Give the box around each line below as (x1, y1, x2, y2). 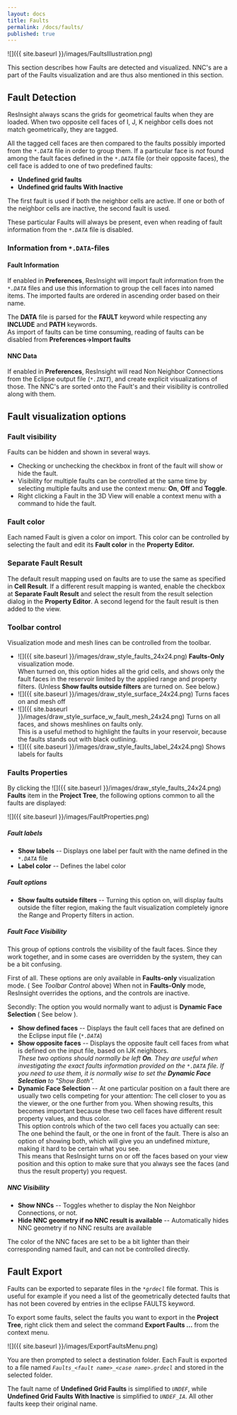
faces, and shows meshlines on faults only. (17, 720, 144, 728)
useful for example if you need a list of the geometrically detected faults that (7, 1292, 231, 1300)
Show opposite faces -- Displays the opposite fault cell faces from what (17, 1039, 229, 1048)
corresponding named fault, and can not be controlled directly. (7, 1245, 190, 1253)
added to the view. (7, 604, 62, 613)
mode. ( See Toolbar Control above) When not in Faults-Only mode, (7, 981, 207, 990)
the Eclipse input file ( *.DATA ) (17, 1031, 103, 1040)
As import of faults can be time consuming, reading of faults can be (7, 328, 204, 337)
